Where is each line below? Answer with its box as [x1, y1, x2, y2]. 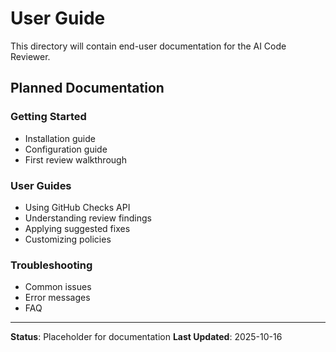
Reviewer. [10, 50, 51, 62]
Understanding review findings [24, 212, 152, 224]
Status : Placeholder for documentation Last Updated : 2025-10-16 [10, 331, 283, 343]
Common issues [24, 281, 92, 293]
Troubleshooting [10, 258, 93, 272]
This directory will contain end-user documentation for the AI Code [10, 40, 287, 52]
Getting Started [10, 110, 87, 124]
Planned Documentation [10, 80, 165, 97]
